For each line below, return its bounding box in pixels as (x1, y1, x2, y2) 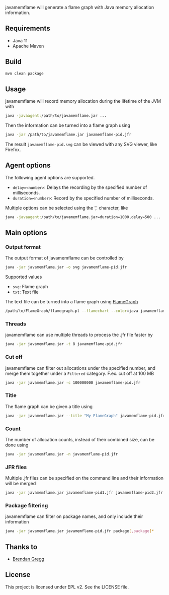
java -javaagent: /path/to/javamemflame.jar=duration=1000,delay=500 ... (5, 214, 161, 220)
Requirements (5, 24, 50, 33)
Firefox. (5, 147, 21, 153)
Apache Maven (12, 43, 44, 49)
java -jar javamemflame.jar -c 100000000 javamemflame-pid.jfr (5, 380, 141, 385)
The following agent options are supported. (5, 174, 95, 180)
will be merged (5, 481, 36, 487)
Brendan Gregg (12, 556, 44, 562)
